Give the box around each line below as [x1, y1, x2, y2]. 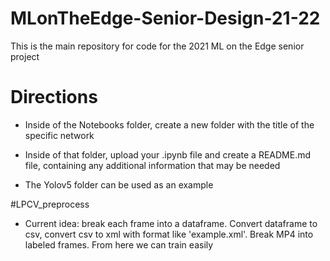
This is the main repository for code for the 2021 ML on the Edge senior [10, 40, 305, 52]
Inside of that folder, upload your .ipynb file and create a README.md [24, 148, 312, 161]
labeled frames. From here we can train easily [24, 238, 214, 251]
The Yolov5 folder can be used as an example [24, 178, 214, 191]
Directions [10, 86, 98, 109]
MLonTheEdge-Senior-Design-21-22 [10, 7, 321, 30]
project [10, 50, 40, 62]
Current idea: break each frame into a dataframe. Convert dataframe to [24, 217, 318, 229]
